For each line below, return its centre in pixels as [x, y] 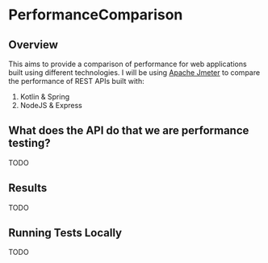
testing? [29, 143]
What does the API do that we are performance [129, 131]
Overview [33, 45]
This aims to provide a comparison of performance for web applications [128, 64]
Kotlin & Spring [45, 97]
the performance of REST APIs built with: [76, 81]
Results [28, 188]
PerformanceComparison [96, 15]
